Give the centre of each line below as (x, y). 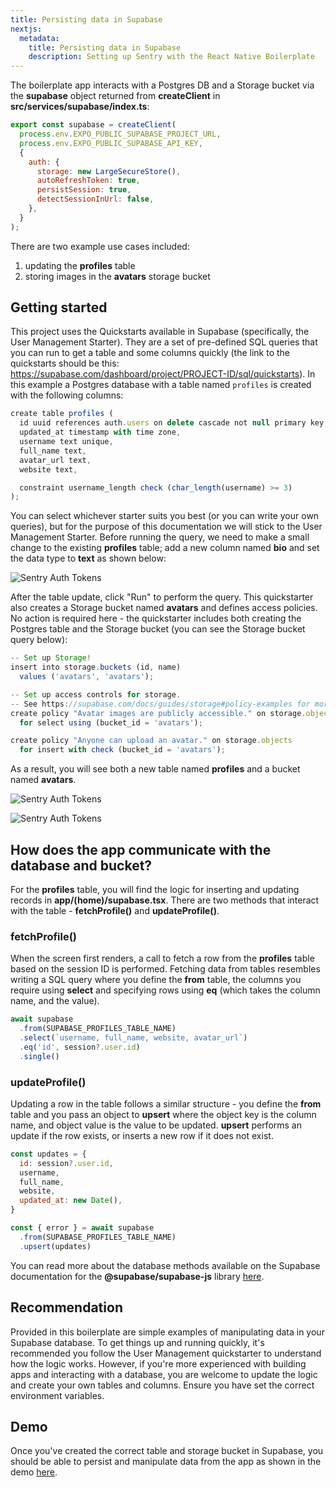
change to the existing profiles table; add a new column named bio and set (165, 548)
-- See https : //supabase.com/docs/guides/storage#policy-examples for (160, 704)
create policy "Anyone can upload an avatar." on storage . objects (151, 741)
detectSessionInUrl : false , (95, 199)
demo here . (34, 1472)
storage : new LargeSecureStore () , (109, 171)
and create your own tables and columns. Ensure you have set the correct (162, 1385)
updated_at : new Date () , (71, 1201)
